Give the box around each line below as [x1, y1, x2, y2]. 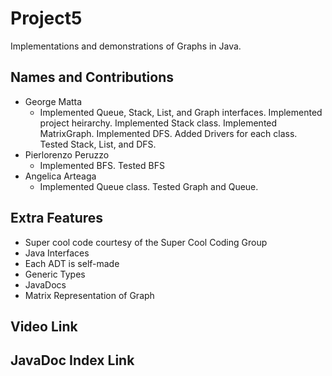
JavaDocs [24, 278, 67, 291]
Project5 [10, 7, 83, 30]
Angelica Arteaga [24, 170, 97, 182]
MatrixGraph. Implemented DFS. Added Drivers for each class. [39, 127, 298, 139]
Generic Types [24, 268, 86, 280]
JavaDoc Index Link [10, 352, 135, 369]
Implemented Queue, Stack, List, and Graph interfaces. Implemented [39, 106, 323, 118]
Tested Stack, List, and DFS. [39, 138, 157, 150]
